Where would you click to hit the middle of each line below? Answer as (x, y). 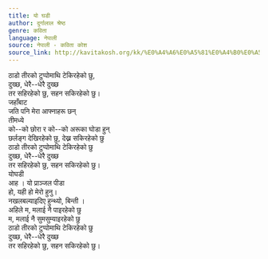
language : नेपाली (33, 38)
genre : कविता (28, 30)
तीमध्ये (16, 120)
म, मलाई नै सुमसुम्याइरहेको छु (45, 219)
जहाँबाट (18, 102)
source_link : (30, 53)
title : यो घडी (29, 16)
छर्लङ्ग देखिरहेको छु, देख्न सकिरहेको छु (57, 138)
